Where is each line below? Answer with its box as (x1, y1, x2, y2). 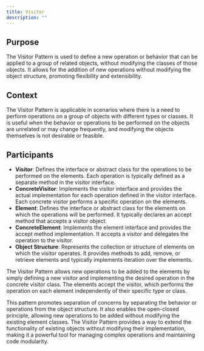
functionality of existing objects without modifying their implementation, (6, 324, 186, 332)
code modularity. (6, 338, 49, 345)
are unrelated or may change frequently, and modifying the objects (6, 126, 174, 133)
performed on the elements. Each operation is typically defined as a (15, 172, 185, 179)
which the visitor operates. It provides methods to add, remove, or (15, 250, 181, 257)
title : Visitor (6, 9, 45, 15)
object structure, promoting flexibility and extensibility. (6, 72, 143, 80)
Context (6, 90, 38, 100)
